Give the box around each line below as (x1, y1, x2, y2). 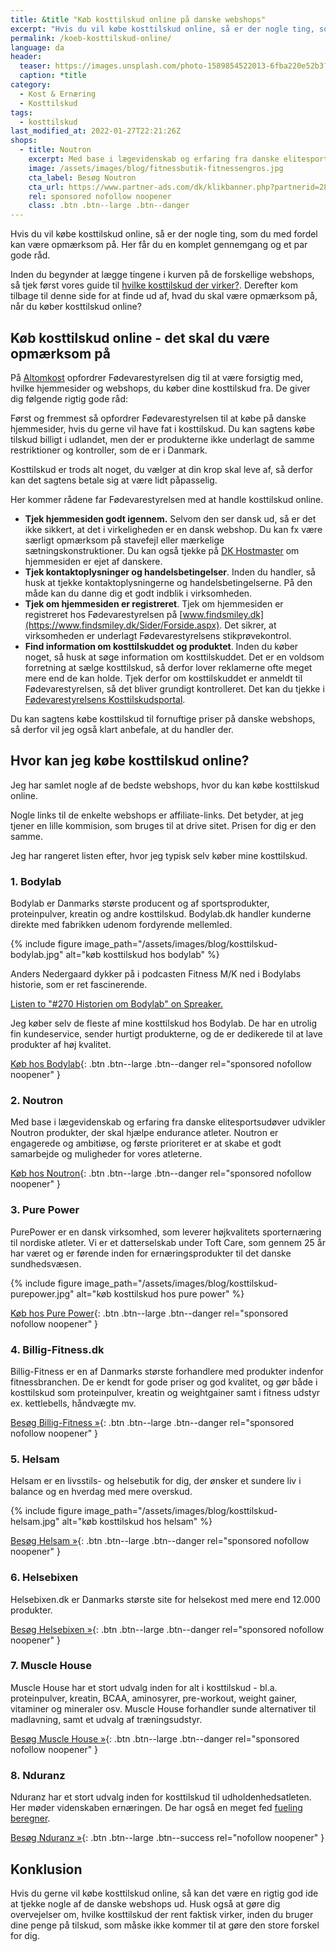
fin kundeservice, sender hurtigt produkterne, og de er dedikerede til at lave (10, 1028, 323, 1040)
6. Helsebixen (10, 1571, 79, 1585)
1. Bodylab (10, 874, 62, 888)
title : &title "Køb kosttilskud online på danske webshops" (10, 14, 267, 25)
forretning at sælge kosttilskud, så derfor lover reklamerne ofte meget (24, 661, 313, 673)
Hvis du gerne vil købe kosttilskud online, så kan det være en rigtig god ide (10, 1887, 319, 1899)
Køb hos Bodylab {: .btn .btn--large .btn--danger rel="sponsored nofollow (10, 1058, 313, 1070)
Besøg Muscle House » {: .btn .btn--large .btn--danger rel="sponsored (10, 1732, 300, 1745)
